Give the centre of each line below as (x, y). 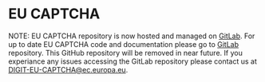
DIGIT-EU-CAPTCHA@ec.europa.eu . (68, 69)
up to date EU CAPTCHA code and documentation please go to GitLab (124, 44)
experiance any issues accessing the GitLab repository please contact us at (132, 61)
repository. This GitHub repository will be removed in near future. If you (126, 53)
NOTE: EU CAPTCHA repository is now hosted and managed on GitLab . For (132, 36)
